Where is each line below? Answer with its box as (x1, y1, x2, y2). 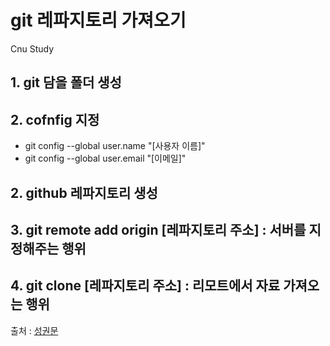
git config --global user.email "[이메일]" (24, 152, 187, 165)
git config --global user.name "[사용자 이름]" (24, 140, 206, 152)
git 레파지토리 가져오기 (10, 9, 187, 32)
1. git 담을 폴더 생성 (10, 74, 122, 91)
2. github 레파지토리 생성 (10, 184, 158, 201)
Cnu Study (10, 42, 55, 55)
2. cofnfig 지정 (10, 111, 100, 128)
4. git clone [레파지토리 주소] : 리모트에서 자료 (10, 277, 281, 295)
